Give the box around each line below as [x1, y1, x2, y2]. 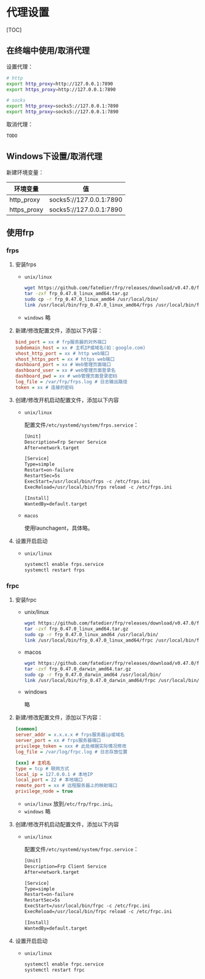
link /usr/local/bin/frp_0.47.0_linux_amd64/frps [24, 302, 154, 308]
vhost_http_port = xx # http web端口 [15, 350, 110, 356]
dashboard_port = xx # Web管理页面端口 [15, 362, 112, 368]
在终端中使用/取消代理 [6, 45, 90, 56]
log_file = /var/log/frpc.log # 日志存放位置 [15, 749, 128, 755]
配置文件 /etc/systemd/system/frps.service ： [24, 421, 139, 428]
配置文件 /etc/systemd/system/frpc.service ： [24, 846, 139, 853]
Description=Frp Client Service [24, 863, 107, 870]
